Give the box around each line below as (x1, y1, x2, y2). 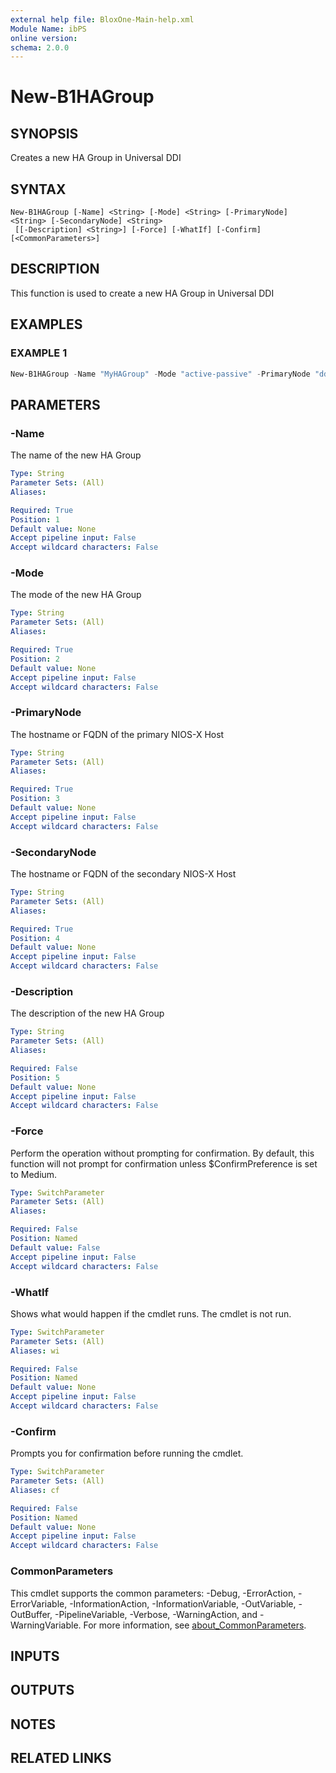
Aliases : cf (10, 1485, 60, 1495)
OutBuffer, (10, 1608, 53, 1620)
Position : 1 (10, 514, 60, 525)
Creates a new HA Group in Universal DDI (10, 152, 182, 164)
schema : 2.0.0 (10, 42, 70, 53)
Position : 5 (10, 1072, 60, 1083)
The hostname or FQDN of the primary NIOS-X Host (10, 728, 225, 740)
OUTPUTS (10, 1682, 75, 1699)
